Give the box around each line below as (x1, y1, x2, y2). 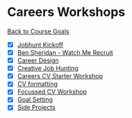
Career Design (17, 56, 59, 65)
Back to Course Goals (7, 27, 69, 35)
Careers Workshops (7, 4, 126, 20)
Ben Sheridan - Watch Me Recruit (17, 49, 113, 56)
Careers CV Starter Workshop (17, 72, 103, 81)
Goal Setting (17, 95, 53, 104)
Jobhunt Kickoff (17, 40, 64, 49)
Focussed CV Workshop (17, 87, 87, 96)
